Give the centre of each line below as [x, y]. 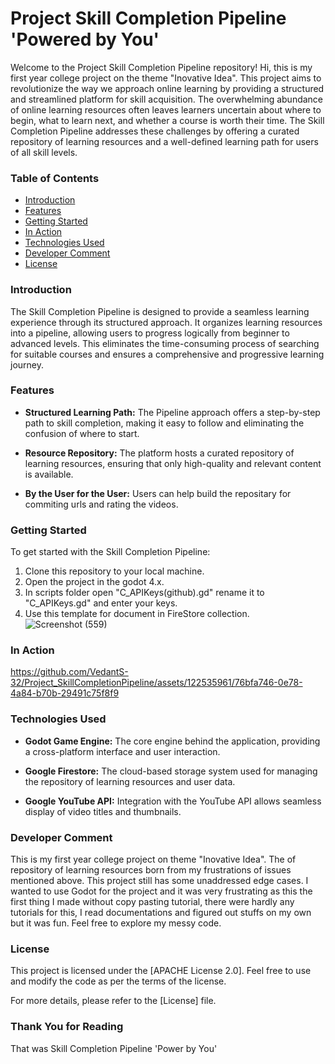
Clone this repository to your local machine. [114, 571]
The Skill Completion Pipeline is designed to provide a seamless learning [160, 311]
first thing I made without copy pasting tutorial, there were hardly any [152, 902]
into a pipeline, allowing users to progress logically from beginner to [150, 333]
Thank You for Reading [67, 1027]
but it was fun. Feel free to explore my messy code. [116, 923]
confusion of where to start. [82, 433]
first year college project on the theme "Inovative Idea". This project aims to [166, 78]
